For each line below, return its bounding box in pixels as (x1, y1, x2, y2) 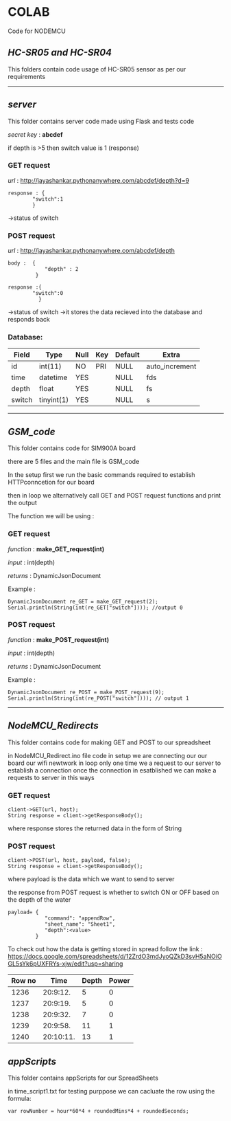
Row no (11, 976, 36, 986)
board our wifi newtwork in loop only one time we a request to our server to (8, 759, 221, 767)
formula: (8, 1094, 32, 1103)
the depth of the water (8, 896, 71, 904)
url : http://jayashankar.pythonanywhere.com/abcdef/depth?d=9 (8, 176, 190, 184)
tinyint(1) (39, 395, 69, 405)
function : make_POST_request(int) (8, 635, 109, 643)
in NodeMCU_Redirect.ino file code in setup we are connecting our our (8, 751, 208, 759)
